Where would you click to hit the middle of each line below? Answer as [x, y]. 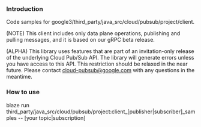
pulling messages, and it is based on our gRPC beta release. [80, 40]
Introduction [25, 9]
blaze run [18, 105]
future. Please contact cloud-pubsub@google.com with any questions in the [100, 70]
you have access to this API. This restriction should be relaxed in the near [97, 64]
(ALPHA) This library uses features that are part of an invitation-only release [100, 51]
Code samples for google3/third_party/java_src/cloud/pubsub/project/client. [100, 22]
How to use [23, 92]
